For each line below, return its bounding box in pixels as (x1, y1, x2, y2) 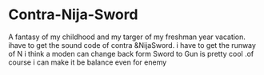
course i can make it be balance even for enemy (8, 57, 167, 67)
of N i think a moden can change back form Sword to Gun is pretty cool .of (8, 49, 254, 58)
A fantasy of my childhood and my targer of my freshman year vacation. (8, 32, 246, 41)
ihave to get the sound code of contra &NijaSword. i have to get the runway (8, 40, 256, 49)
